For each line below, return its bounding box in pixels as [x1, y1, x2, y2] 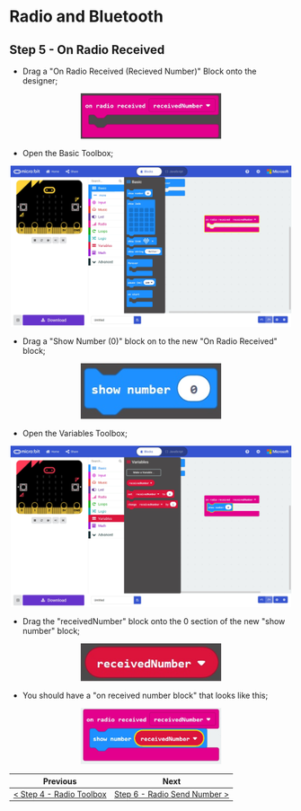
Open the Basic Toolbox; [22, 148, 114, 159]
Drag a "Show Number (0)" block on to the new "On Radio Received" [22, 335, 278, 347]
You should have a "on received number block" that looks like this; [22, 690, 269, 701]
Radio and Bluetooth [9, 6, 164, 27]
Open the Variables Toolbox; [22, 428, 128, 438]
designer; [22, 75, 58, 86]
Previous [42, 775, 77, 787]
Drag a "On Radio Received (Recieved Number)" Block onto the [22, 66, 257, 76]
